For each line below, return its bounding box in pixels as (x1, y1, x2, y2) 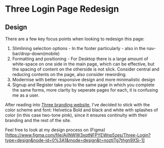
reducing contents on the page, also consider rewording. (12, 72, 127, 77)
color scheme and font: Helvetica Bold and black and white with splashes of (5, 107, 158, 113)
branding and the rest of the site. (5, 118, 71, 123)
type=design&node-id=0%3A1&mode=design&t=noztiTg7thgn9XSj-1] (5, 137, 145, 143)
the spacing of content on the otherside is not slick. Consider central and (12, 66, 160, 72)
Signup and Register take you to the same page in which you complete (12, 82, 155, 88)
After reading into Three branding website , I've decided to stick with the (5, 102, 150, 107)
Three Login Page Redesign (5, 3, 119, 15)
